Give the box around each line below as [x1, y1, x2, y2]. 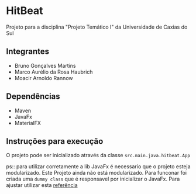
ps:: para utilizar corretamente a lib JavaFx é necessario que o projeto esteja [6, 163, 191, 170]
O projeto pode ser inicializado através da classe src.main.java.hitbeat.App [6, 152, 190, 159]
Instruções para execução [6, 136, 104, 146]
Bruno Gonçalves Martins [14, 62, 76, 69]
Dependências [6, 92, 60, 102]
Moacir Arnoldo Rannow [14, 74, 73, 81]
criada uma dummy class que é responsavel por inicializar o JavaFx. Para [6, 175, 180, 182]
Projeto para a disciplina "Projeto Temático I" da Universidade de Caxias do [6, 23, 188, 30]
